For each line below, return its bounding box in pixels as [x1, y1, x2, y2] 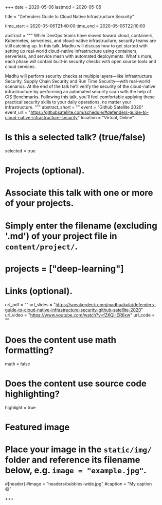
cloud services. [5, 63, 36, 69]
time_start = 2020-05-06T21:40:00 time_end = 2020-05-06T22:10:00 [5, 23, 145, 29]
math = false [5, 361, 30, 367]
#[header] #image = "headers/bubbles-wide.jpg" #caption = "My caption [5, 481, 152, 486]
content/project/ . [5, 241, 78, 252]
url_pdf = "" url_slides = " [5, 301, 56, 307]
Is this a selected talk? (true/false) [5, 132, 146, 143]
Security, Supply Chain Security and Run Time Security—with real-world [5, 78, 150, 84]
